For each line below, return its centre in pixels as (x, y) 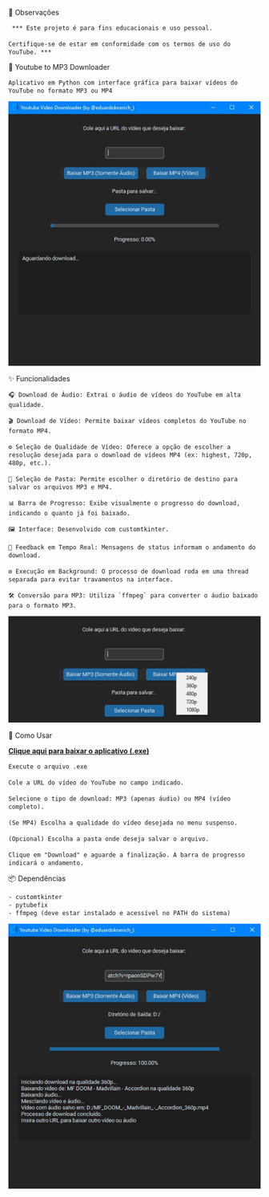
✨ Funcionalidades (39, 378)
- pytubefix (28, 906)
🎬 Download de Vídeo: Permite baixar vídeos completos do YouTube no (127, 421)
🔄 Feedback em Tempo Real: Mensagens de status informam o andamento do (132, 547)
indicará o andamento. (46, 863)
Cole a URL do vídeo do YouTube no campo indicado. (96, 783)
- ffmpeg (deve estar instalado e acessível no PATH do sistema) (119, 914)
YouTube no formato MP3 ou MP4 (60, 91)
